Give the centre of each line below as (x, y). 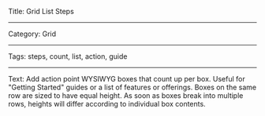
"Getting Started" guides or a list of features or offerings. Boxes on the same (132, 87)
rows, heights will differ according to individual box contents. (107, 104)
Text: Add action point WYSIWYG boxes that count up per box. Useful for (127, 79)
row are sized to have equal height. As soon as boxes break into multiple (126, 96)
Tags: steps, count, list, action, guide (68, 56)
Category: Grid (32, 34)
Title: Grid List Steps (41, 11)
